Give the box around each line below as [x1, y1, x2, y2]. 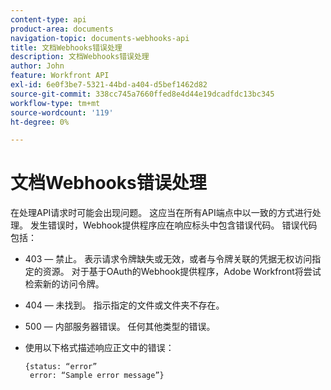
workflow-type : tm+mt [10, 98, 101, 108]
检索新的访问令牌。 [24, 278, 105, 290]
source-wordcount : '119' [10, 107, 114, 118]
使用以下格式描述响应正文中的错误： [24, 342, 175, 354]
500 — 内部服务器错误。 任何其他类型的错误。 [24, 321, 216, 333]
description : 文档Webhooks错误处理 [10, 52, 150, 62]
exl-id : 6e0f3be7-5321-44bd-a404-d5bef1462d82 [10, 80, 208, 90]
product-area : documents [10, 24, 114, 34]
